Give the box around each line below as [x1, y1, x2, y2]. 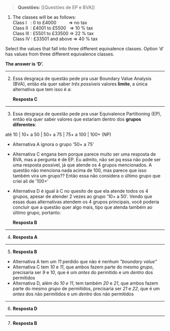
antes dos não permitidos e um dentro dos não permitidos [12, 291, 134, 297]
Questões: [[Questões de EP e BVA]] [17, 5, 95, 10]
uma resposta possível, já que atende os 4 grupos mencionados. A [12, 162, 152, 168]
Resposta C [12, 96, 38, 102]
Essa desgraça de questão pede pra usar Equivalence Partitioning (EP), [12, 111, 162, 116]
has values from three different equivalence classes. [5, 51, 115, 57]
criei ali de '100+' [12, 178, 49, 184]
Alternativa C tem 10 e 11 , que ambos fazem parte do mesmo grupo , [12, 264, 154, 270]
